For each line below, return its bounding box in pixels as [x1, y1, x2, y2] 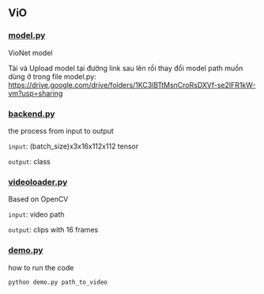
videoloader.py [8, 176, 68, 187]
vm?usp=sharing [8, 89, 63, 98]
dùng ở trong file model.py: [8, 71, 96, 81]
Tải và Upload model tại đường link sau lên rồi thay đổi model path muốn [8, 63, 243, 73]
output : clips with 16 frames [8, 225, 99, 235]
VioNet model [8, 47, 53, 58]
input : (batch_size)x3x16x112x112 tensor [8, 141, 139, 151]
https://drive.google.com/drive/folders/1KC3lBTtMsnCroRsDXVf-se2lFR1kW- [8, 80, 256, 89]
